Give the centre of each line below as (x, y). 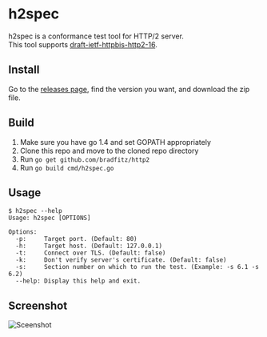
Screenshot (38, 305)
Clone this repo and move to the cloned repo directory (109, 150)
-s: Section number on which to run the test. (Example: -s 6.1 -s (137, 267)
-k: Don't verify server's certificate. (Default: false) (121, 260)
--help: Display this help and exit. (78, 281)
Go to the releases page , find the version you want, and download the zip (129, 89)
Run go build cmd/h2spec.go (67, 167)
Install (24, 70)
